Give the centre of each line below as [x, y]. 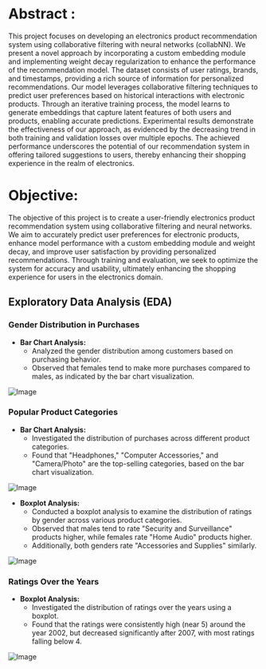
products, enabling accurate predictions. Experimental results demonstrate [131, 121]
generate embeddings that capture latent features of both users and [120, 112]
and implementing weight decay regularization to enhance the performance [132, 61]
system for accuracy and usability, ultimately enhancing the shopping [122, 268]
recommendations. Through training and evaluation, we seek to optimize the [133, 259]
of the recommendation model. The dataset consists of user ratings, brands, [133, 69]
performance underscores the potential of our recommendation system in [129, 146]
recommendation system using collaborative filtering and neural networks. [130, 226]
